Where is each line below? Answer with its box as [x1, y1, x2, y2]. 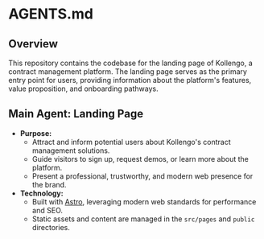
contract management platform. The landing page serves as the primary [8, 67, 248, 76]
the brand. [31, 179, 67, 189]
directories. [31, 222, 70, 232]
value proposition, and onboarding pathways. [8, 84, 159, 93]
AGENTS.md [8, 5, 94, 23]
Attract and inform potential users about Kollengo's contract [31, 137, 231, 146]
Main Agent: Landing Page [8, 107, 143, 121]
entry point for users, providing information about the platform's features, [8, 76, 252, 84]
